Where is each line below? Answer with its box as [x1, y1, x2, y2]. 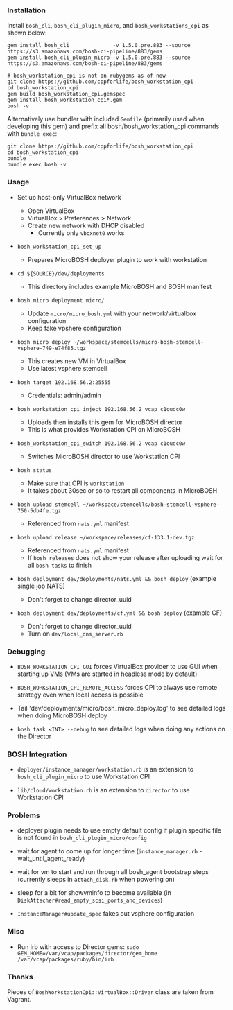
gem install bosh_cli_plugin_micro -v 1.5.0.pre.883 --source [7, 54, 191, 61]
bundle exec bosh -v [7, 162, 67, 168]
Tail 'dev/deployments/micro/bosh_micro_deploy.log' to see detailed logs [17, 704, 226, 712]
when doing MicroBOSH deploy [17, 711, 107, 720]
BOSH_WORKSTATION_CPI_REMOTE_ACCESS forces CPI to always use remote [17, 683, 218, 691]
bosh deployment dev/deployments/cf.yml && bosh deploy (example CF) [17, 609, 223, 617]
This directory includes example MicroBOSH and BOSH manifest [27, 282, 212, 290]
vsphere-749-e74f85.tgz [17, 345, 87, 351]
